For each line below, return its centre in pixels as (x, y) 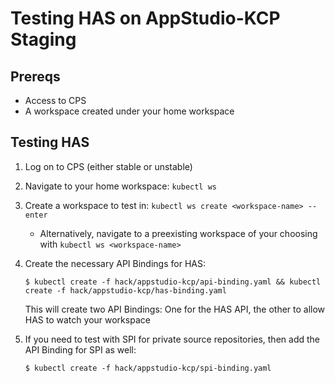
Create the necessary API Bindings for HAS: (115, 263)
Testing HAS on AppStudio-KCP (145, 18)
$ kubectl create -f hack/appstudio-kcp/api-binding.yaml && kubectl (173, 282)
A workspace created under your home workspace (129, 111)
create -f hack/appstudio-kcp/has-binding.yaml (125, 290)
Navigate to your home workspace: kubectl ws (120, 186)
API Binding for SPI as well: (80, 349)
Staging (43, 39)
